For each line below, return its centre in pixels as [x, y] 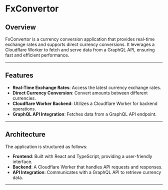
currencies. [24, 98]
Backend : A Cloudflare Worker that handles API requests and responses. [87, 167]
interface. [22, 161]
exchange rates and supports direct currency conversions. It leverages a [80, 44]
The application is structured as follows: [46, 146]
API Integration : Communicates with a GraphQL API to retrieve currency [87, 172]
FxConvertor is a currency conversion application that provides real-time [80, 39]
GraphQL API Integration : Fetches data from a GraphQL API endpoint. [84, 114]
